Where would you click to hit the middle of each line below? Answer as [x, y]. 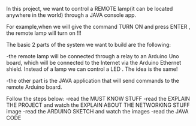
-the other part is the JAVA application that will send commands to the [93, 81]
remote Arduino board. [34, 87]
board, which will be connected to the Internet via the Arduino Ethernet [94, 63]
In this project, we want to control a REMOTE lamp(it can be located [90, 9]
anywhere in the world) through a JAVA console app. [71, 15]
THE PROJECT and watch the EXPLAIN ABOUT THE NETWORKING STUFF [98, 105]
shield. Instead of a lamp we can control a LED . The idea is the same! [92, 69]
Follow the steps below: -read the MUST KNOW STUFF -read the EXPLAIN [98, 99]
